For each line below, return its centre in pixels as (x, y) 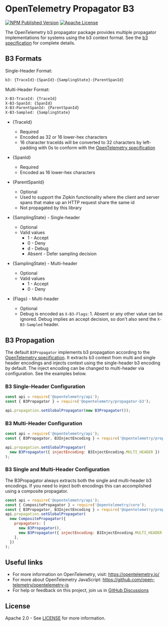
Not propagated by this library (51, 208)
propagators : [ (30, 523)
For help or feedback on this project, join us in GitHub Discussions (80, 590)
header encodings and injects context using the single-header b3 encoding (83, 363)
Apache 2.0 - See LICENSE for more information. (55, 618)
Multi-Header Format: (27, 89)
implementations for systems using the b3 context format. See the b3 (77, 38)
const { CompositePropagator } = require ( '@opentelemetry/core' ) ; (76, 505)
